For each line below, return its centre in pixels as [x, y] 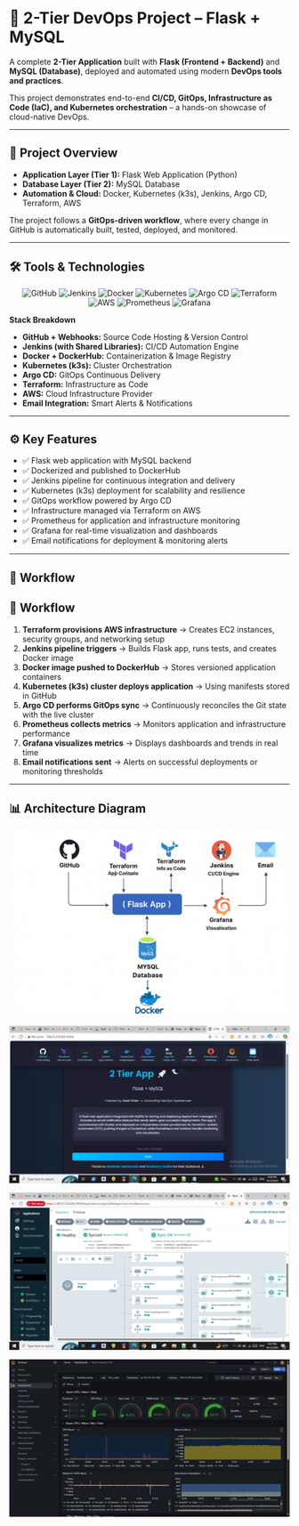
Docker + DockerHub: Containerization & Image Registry [126, 356]
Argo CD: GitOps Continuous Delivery [92, 375]
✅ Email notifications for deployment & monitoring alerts [125, 541]
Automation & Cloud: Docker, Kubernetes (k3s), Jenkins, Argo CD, [145, 193]
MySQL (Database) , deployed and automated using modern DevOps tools [146, 71]
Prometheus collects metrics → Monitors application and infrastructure [154, 723]
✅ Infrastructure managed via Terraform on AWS [111, 511]
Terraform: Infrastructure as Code [85, 384]
